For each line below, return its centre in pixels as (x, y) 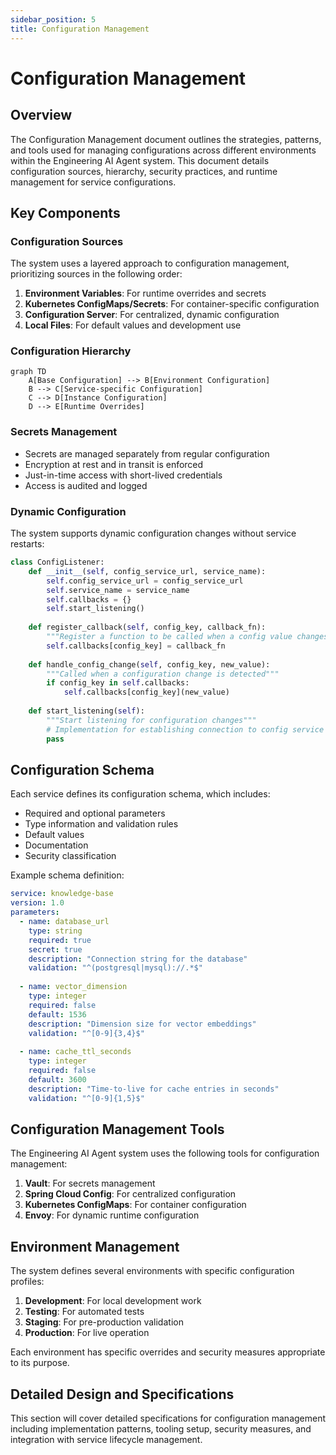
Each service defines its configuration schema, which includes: (140, 794)
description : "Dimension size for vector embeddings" (142, 1024)
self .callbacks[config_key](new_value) (146, 692)
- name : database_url (64, 922)
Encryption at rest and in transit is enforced (114, 464)
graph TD (28, 372)
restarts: (27, 544)
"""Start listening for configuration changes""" (151, 720)
